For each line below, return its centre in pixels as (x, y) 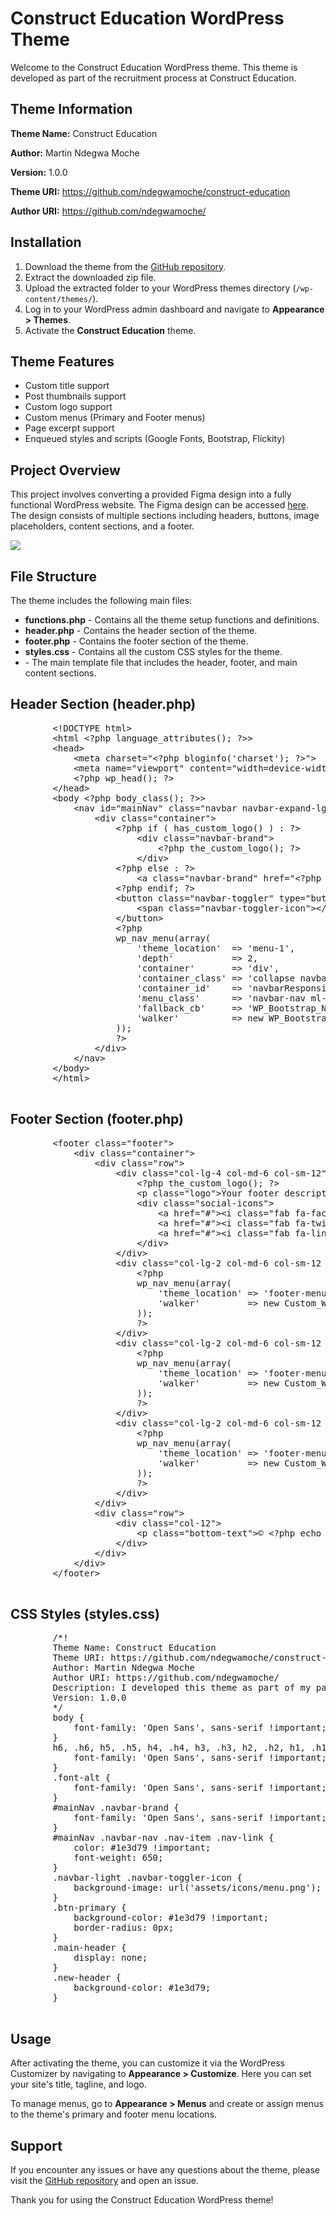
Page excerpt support (69, 428)
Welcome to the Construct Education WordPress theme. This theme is (154, 67)
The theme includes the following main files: (101, 600)
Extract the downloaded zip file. (90, 277)
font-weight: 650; (118, 1858)
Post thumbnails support (75, 396)
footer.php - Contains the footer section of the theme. (136, 641)
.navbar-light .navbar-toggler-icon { (147, 1878)
